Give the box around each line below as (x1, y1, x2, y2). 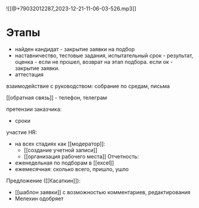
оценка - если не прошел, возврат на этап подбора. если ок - (14, 58, 173, 65)
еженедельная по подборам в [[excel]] (14, 159, 115, 166)
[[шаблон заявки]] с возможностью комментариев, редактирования (14, 188, 191, 195)
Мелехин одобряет (14, 195, 64, 202)
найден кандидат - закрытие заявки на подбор (14, 45, 135, 52)
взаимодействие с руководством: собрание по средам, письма (6, 82, 170, 89)
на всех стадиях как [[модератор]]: (14, 140, 106, 147)
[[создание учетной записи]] (23, 146, 97, 154)
